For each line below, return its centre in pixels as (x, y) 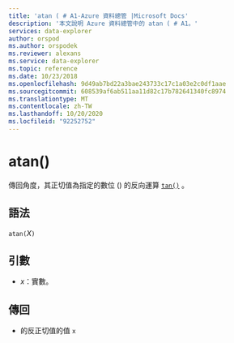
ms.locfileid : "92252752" (52, 122)
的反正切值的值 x (48, 331)
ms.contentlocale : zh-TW (50, 106)
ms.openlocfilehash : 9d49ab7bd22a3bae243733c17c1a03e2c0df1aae (117, 84)
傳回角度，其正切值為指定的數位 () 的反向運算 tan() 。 (98, 185)
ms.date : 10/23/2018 (43, 76)
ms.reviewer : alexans (45, 54)
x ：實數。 (36, 281)
